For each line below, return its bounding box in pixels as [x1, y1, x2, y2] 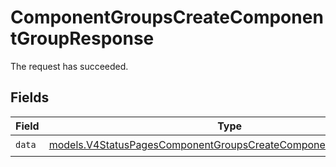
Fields [10, 89, 50, 106]
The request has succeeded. [10, 60, 129, 72]
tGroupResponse [10, 27, 155, 50]
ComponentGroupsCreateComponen [10, 6, 324, 29]
